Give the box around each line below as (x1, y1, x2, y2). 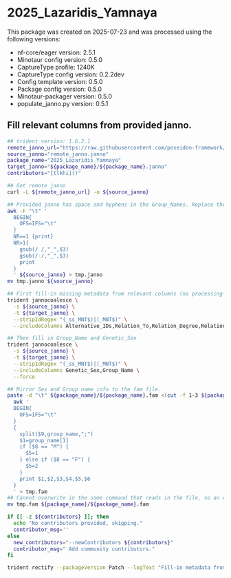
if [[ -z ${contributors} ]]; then (7, 513, 109, 521)
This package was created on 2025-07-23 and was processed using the (7, 28, 212, 36)
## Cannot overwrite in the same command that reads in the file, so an (7, 495, 220, 502)
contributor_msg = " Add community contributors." (13, 546, 155, 553)
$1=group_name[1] (19, 437, 69, 444)
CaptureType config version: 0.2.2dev (16, 70, 125, 79)
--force (13, 373, 36, 380)
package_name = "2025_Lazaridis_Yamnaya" (7, 157, 122, 164)
